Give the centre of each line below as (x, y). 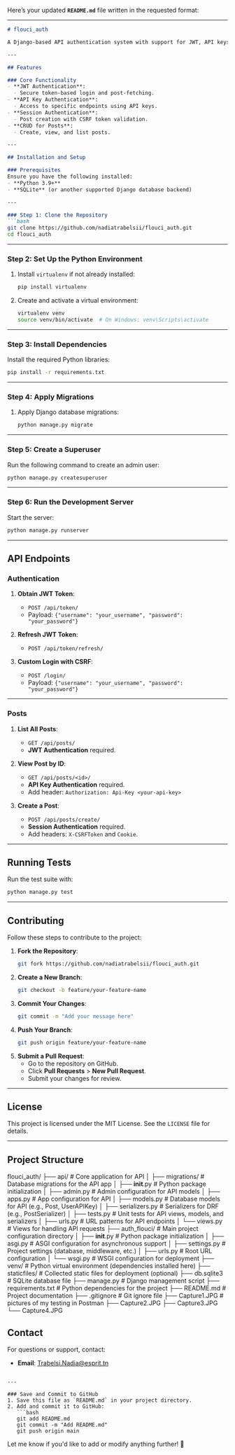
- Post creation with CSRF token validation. (81, 119)
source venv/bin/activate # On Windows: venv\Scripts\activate (113, 320)
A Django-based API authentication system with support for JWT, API (111, 42)
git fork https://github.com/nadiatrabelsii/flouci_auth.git (108, 964)
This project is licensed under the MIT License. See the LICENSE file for (108, 1124)
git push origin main (48, 1431)
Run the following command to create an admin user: (83, 464)
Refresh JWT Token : (48, 635)
